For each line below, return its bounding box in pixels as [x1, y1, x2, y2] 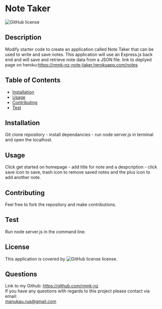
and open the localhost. [5, 137, 53, 143]
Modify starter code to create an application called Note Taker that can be [5, 46, 154, 52]
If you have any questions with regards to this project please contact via [5, 288, 150, 294]
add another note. [5, 175, 41, 180]
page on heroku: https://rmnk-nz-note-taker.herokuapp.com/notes [5, 62, 138, 67]
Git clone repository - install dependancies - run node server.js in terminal [5, 132, 154, 137]
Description [5, 33, 41, 42]
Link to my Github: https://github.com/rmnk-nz [5, 283, 99, 289]
